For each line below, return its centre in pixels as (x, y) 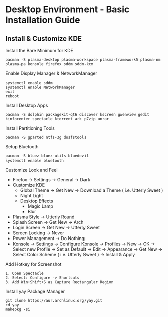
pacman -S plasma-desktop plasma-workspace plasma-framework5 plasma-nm (83, 60)
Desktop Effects (37, 201)
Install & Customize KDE (44, 38)
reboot (12, 96)
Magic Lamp (40, 206)
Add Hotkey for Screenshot (33, 264)
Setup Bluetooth (22, 147)
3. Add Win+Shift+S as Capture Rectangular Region (59, 282)
